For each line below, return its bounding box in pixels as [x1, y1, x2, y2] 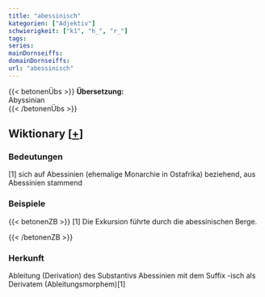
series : [8, 42, 35, 50]
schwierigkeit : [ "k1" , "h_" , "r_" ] [8, 27, 128, 35]
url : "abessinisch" [8, 65, 74, 73]
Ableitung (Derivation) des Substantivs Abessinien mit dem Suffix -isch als [8, 271, 256, 281]
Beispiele [8, 199, 46, 210]
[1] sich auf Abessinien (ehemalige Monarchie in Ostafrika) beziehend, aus [8, 169, 256, 179]
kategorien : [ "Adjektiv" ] [8, 19, 95, 27]
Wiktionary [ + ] [8, 127, 83, 141]
